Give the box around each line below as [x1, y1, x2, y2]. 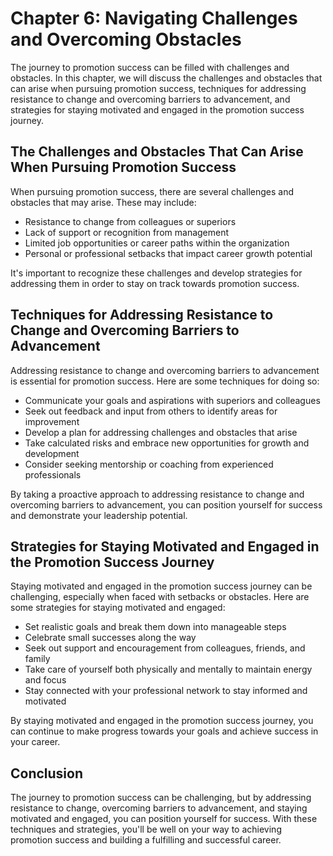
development [24, 447, 80, 459]
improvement [24, 415, 80, 427]
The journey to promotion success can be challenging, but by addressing [10, 792, 312, 804]
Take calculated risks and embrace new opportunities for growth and [24, 437, 310, 449]
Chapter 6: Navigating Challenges [10, 7, 298, 30]
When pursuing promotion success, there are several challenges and [10, 185, 295, 197]
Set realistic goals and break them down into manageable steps [24, 621, 287, 633]
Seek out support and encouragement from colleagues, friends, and [24, 642, 306, 654]
